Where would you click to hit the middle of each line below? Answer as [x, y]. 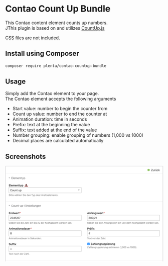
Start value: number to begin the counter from [60, 109]
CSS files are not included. [33, 38]
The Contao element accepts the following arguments [61, 99]
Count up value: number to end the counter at [60, 114]
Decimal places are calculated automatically [58, 141]
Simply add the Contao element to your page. [52, 94]
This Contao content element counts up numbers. [56, 23]
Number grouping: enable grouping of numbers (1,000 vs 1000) [78, 135]
